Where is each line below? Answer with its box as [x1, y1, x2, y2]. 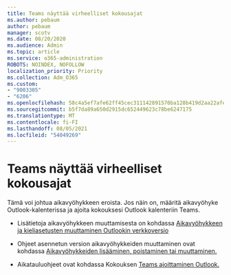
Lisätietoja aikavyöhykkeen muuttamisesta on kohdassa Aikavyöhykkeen [16, 219, 223, 228]
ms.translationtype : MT [7, 112, 76, 119]
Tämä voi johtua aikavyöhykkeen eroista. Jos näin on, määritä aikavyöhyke [7, 199, 219, 207]
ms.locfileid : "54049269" [7, 131, 81, 138]
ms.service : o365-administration [7, 55, 103, 62]
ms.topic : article [7, 49, 60, 56]
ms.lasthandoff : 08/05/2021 [7, 125, 88, 132]
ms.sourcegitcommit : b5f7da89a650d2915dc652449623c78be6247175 [7, 106, 192, 113]
